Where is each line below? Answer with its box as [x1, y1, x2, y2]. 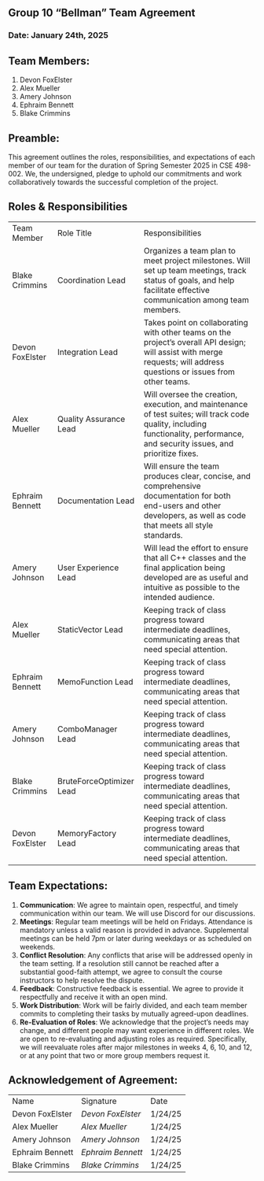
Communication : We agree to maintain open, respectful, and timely [19, 900, 238, 909]
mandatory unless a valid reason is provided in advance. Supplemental [19, 925, 249, 935]
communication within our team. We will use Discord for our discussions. [19, 909, 255, 918]
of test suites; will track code [143, 409, 250, 420]
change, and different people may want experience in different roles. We [19, 1025, 255, 1035]
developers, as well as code [143, 509, 246, 520]
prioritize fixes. [143, 448, 199, 459]
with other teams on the [143, 327, 232, 338]
